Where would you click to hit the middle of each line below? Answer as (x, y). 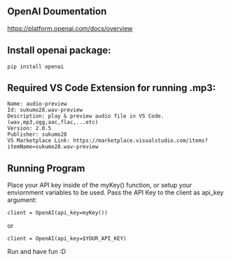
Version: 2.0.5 (29, 129)
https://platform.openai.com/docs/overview (70, 28)
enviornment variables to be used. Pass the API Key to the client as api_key (115, 192)
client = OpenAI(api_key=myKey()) (58, 213)
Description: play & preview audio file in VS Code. (86, 116)
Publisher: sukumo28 (37, 135)
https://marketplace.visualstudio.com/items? (141, 141)
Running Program (46, 168)
